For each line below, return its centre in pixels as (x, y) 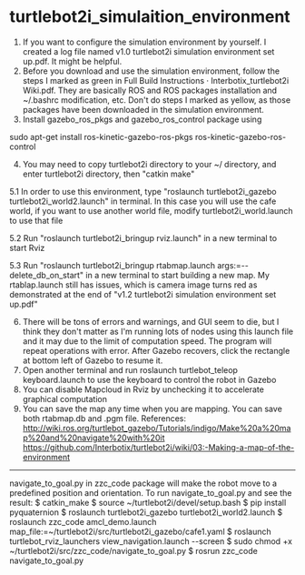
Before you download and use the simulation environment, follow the (151, 71)
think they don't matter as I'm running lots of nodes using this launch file (157, 331)
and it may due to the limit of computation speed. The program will (147, 341)
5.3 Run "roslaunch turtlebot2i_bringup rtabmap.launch (113, 265)
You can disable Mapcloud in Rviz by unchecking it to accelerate (143, 389)
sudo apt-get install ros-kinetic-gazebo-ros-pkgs (101, 136)
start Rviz (27, 247)
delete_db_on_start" (47, 275)
